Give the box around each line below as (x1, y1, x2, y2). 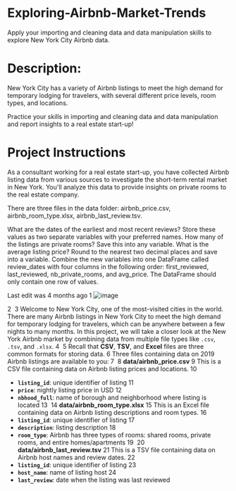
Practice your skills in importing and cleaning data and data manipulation (7, 112, 218, 120)
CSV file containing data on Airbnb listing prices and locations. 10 (7, 364, 197, 373)
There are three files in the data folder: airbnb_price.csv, (7, 204, 171, 212)
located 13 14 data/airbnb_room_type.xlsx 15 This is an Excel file (17, 400, 210, 409)
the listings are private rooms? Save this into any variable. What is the (7, 240, 209, 248)
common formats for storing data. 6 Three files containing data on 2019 (7, 349, 215, 358)
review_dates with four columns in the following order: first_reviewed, (7, 262, 209, 271)
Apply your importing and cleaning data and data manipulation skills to (7, 28, 212, 37)
